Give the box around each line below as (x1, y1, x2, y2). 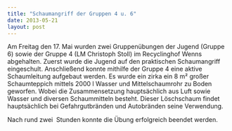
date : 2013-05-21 (7, 17, 58, 24)
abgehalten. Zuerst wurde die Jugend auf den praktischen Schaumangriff (7, 57, 221, 66)
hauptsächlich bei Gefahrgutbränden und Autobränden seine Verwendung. (7, 102, 224, 111)
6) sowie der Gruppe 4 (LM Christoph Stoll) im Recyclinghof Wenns (7, 50, 202, 58)
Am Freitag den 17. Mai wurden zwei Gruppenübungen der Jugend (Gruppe (7, 43, 225, 51)
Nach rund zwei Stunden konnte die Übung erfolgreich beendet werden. (7, 116, 218, 124)
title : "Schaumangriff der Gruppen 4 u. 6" (7, 10, 137, 18)
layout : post (7, 23, 46, 30)
